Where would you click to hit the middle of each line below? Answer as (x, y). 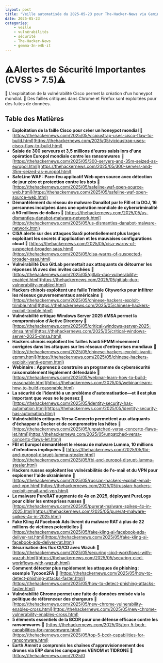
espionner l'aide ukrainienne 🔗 (43, 475)
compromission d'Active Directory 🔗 (49, 321)
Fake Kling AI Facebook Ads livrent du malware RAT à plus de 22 (78, 522)
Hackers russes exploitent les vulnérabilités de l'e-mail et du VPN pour (85, 470)
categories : (17, 23)
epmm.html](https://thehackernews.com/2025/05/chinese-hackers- (80, 357)
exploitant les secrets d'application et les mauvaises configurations (82, 238)
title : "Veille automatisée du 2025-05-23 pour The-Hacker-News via (76, 14)
